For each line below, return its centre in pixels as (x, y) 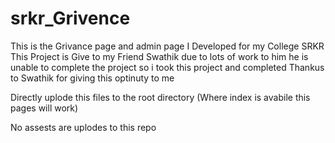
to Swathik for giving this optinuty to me (92, 78)
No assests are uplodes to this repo (83, 127)
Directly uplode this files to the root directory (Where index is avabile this (160, 97)
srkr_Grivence (70, 18)
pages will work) (44, 108)
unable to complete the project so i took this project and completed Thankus (167, 67)
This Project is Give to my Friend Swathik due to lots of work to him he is (159, 56)
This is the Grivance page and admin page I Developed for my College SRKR (167, 46)
